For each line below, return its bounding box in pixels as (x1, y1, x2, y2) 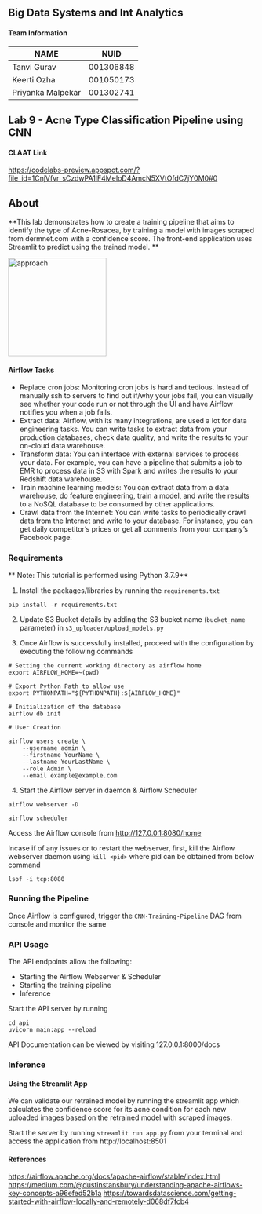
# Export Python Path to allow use (8, 682, 125, 690)
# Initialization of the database (8, 703, 122, 711)
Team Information (8, 27, 68, 38)
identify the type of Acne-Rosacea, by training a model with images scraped (8, 225, 255, 235)
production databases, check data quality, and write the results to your (19, 433, 249, 442)
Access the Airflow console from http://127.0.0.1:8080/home (8, 828, 202, 837)
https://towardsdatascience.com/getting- (103, 1189, 237, 1198)
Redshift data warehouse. (19, 474, 103, 484)
